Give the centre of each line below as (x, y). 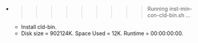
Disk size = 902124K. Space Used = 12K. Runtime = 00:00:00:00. (102, 33)
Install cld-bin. (39, 27)
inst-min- (180, 9)
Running (158, 9)
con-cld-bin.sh (166, 15)
